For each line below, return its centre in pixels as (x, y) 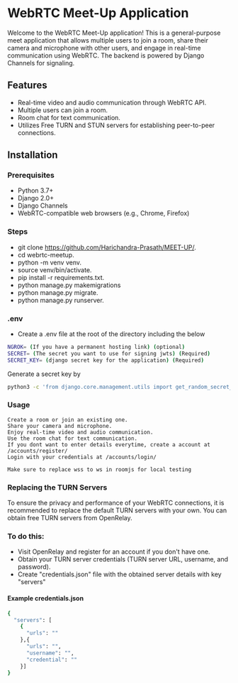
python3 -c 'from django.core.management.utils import (90, 387)
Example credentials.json (45, 598)
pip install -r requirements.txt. (61, 277)
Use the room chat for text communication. (73, 439)
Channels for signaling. (41, 63)
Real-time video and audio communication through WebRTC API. (112, 102)
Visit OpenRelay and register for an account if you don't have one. (114, 552)
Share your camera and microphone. (60, 426)
